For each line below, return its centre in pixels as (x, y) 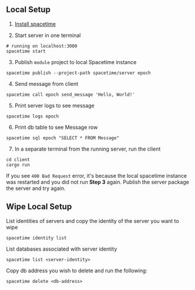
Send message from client (46, 84)
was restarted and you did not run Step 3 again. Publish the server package (98, 182)
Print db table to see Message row (56, 127)
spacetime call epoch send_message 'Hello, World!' (70, 94)
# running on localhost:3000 (42, 46)
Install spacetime (35, 24)
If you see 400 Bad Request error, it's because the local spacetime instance (97, 175)
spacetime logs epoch (33, 116)
